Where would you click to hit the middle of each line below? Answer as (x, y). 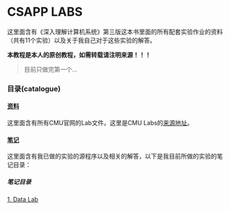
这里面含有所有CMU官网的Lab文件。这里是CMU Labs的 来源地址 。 (100, 123)
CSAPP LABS (45, 12)
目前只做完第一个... (50, 69)
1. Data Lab (23, 200)
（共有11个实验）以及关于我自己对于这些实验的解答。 (81, 40)
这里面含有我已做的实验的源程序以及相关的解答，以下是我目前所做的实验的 (112, 156)
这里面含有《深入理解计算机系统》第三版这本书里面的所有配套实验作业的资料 (115, 31)
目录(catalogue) (34, 88)
